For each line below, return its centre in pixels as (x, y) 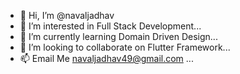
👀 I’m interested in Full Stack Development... (110, 26)
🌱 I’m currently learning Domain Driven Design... (118, 36)
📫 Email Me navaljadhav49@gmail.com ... (106, 58)
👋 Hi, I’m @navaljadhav (67, 15)
